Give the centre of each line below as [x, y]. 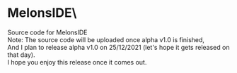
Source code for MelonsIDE [47, 32]
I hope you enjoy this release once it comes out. [77, 62]
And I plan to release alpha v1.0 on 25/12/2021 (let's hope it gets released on [118, 47]
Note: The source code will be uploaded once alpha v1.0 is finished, [106, 39]
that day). [21, 55]
